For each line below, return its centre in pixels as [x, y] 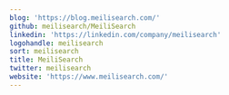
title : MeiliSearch [46, 60]
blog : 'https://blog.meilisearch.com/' [85, 18]
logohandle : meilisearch [56, 43]
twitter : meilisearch [50, 69]
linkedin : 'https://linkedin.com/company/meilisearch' [115, 34]
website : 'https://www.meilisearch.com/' [89, 77]
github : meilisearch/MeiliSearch [73, 26]
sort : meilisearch [44, 52]
